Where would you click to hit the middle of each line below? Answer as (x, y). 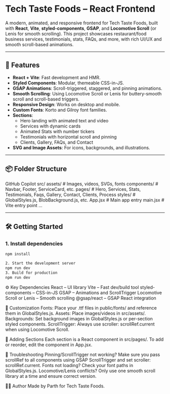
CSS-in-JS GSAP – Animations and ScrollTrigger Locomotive (99, 292)
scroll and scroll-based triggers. (46, 99)
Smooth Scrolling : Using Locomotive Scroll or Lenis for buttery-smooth (87, 93)
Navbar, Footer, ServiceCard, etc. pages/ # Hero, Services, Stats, (73, 189)
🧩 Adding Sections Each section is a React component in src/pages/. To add (84, 339)
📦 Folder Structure (36, 169)
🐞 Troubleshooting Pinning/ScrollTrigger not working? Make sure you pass (83, 354)
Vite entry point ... (24, 205)
